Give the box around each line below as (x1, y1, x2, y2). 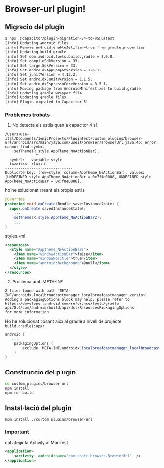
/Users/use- (5, 132, 29, 137)
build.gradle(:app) (5, 323, 45, 328)
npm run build (5, 390, 34, 395)
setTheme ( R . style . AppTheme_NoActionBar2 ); (14, 215, 102, 220)
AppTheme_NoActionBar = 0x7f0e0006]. (5, 179, 82, 184)
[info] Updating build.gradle (5, 49, 67, 54)
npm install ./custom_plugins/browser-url (5, 417, 93, 422)
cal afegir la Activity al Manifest (5, 440, 68, 445)
